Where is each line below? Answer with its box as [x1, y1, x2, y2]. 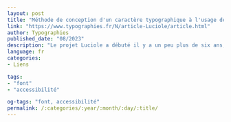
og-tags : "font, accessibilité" [7, 99, 100, 106]
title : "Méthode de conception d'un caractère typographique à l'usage [7, 16, 217, 23]
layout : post [7, 10, 45, 17]
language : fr [7, 49, 45, 56]
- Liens [7, 61, 30, 68]
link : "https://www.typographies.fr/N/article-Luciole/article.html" [7, 23, 211, 29]
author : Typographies [7, 29, 69, 36]
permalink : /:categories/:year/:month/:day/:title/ [7, 105, 158, 112]
